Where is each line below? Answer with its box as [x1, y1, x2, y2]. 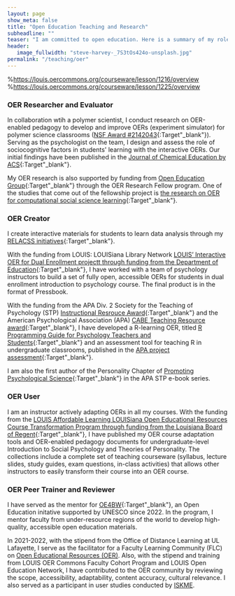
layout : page [7, 10, 45, 17]
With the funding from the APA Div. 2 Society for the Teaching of [7, 301, 194, 310]
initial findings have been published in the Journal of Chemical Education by [7, 153, 226, 162]
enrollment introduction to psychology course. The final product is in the [7, 281, 215, 289]
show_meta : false [7, 17, 58, 24]
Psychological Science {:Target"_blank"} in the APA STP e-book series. [7, 374, 211, 383]
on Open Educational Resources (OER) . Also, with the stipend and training [7, 551, 220, 560]
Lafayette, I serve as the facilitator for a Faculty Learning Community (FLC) [7, 544, 222, 552]
